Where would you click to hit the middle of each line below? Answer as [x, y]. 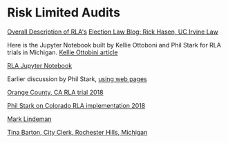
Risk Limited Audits [64, 13]
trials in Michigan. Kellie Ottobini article [63, 52]
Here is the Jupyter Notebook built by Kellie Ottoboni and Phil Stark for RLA [114, 45]
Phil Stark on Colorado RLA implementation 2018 [76, 105]
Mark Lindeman [29, 119]
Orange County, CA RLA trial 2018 [55, 92]
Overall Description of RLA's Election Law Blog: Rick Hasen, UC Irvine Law [113, 32]
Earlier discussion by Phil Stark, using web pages [77, 79]
